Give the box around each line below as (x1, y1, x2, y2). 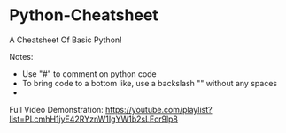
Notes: (9, 51, 34, 62)
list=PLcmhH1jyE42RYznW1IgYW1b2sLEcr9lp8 (9, 114, 179, 124)
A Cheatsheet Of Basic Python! (9, 34, 122, 45)
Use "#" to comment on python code (21, 68, 157, 79)
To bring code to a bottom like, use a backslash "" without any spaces (21, 78, 277, 88)
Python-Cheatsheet (9, 5, 159, 26)
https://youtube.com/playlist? (104, 104, 213, 115)
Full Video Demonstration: (9, 104, 104, 115)
